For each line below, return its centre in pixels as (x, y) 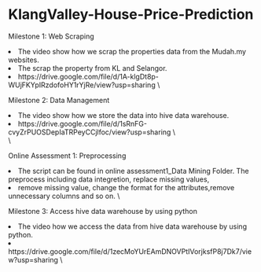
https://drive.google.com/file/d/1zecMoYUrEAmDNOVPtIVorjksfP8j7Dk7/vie (130, 251)
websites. (24, 60)
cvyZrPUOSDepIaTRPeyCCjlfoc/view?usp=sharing (90, 132)
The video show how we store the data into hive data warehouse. (124, 115)
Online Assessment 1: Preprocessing (67, 156)
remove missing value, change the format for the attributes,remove (127, 187)
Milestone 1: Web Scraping (51, 36)
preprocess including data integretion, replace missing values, (109, 179)
